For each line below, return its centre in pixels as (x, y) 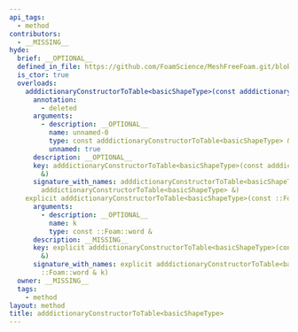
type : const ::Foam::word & (100, 231)
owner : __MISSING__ (53, 281)
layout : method (37, 305)
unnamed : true (74, 149)
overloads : (37, 83)
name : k (63, 223)
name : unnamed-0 (78, 133)
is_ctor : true (43, 75)
